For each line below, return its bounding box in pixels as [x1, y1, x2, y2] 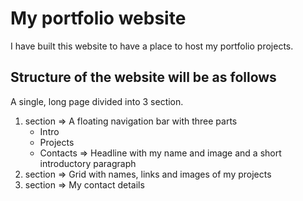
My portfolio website [10, 7, 187, 30]
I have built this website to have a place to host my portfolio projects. [10, 40, 294, 52]
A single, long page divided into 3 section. [10, 95, 184, 107]
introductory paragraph [39, 157, 137, 169]
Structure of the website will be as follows [10, 69, 277, 86]
